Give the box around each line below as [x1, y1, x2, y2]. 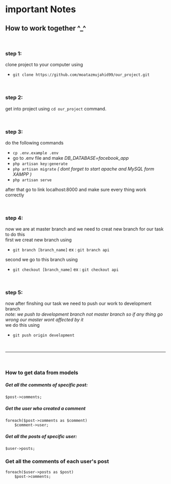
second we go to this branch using [5, 257, 78, 263]
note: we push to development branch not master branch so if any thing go [5, 311, 163, 318]
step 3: [5, 128, 23, 135]
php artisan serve [12, 177, 52, 183]
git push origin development [12, 333, 75, 338]
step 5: [5, 289, 23, 296]
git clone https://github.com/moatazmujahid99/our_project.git [12, 72, 150, 77]
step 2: [5, 94, 23, 101]
